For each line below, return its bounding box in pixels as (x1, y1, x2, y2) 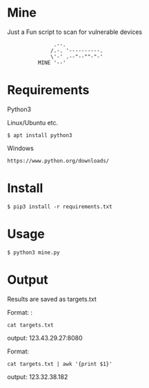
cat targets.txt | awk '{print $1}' (7, 360, 112, 367)
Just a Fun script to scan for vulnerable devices (7, 28, 143, 36)
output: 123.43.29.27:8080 (7, 333, 83, 342)
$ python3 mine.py (7, 249, 60, 256)
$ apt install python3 (7, 131, 72, 139)
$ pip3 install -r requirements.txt (7, 203, 112, 210)
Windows (7, 144, 34, 152)
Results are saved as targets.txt (7, 295, 97, 303)
